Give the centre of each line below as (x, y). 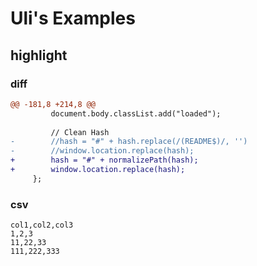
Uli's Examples (73, 18)
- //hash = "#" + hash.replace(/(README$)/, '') (129, 142)
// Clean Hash (80, 132)
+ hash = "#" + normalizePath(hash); (104, 160)
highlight (39, 55)
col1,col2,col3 (42, 225)
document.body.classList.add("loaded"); (136, 113)
